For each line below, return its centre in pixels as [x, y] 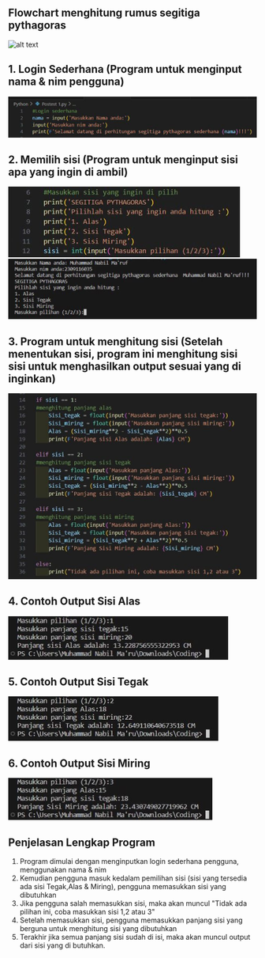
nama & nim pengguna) [66, 82]
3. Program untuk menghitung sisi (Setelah [116, 341]
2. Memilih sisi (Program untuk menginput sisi [123, 160]
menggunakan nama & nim [63, 870]
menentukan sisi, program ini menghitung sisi [123, 354]
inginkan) [32, 379]
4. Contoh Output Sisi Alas [74, 602]
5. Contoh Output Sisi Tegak [78, 682]
